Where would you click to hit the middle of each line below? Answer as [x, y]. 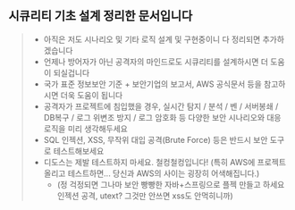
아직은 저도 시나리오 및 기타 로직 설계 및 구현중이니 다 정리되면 [152, 39]
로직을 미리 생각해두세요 [86, 129]
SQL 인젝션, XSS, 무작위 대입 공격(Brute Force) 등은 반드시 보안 [156, 139]
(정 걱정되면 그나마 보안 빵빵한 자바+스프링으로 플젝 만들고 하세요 [171, 184]
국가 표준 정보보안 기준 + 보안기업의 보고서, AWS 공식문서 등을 [153, 84]
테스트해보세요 [79, 151]
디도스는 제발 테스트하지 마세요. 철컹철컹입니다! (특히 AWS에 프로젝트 [165, 162]
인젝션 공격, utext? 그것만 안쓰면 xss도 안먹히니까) [145, 196]
